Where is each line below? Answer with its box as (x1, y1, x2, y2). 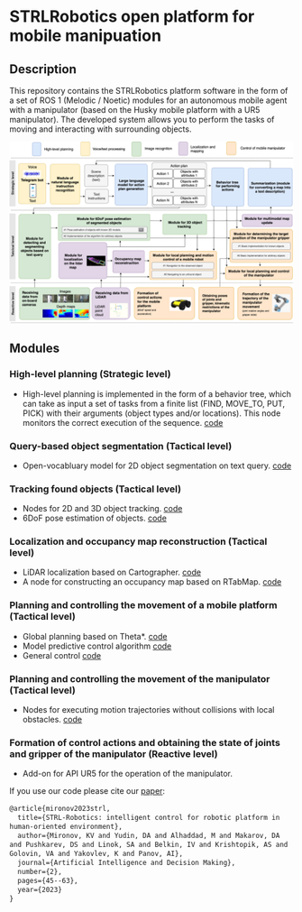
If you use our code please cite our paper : (9, 786, 165, 797)
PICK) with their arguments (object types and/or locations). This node (22, 408, 281, 419)
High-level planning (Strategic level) (9, 368, 171, 381)
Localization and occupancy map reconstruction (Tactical (9, 535, 268, 548)
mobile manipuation (9, 25, 162, 46)
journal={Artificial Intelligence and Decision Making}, (17, 859, 236, 868)
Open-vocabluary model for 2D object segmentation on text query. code (22, 460, 292, 471)
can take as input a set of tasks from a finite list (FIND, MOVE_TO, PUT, (22, 398, 286, 409)
